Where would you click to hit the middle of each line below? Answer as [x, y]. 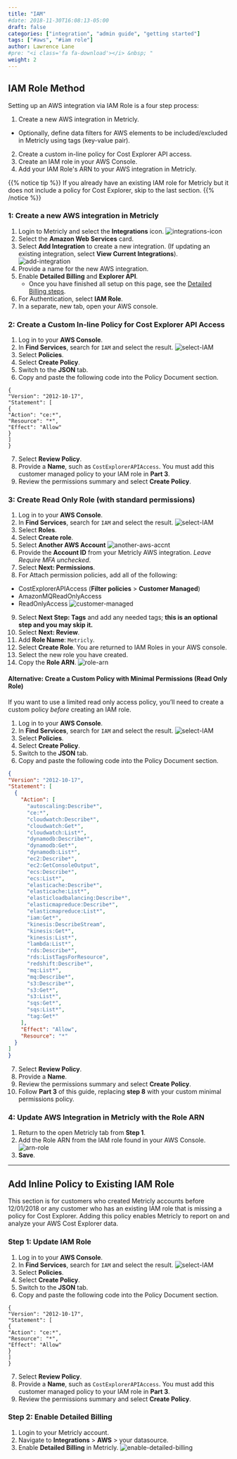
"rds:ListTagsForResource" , [68, 957]
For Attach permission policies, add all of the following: [98, 575]
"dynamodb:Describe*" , [60, 839]
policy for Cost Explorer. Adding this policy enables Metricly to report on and [119, 1216]
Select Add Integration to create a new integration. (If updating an [114, 246]
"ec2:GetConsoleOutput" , [63, 865]
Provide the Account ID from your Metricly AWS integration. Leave [115, 553]
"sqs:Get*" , [44, 1003]
